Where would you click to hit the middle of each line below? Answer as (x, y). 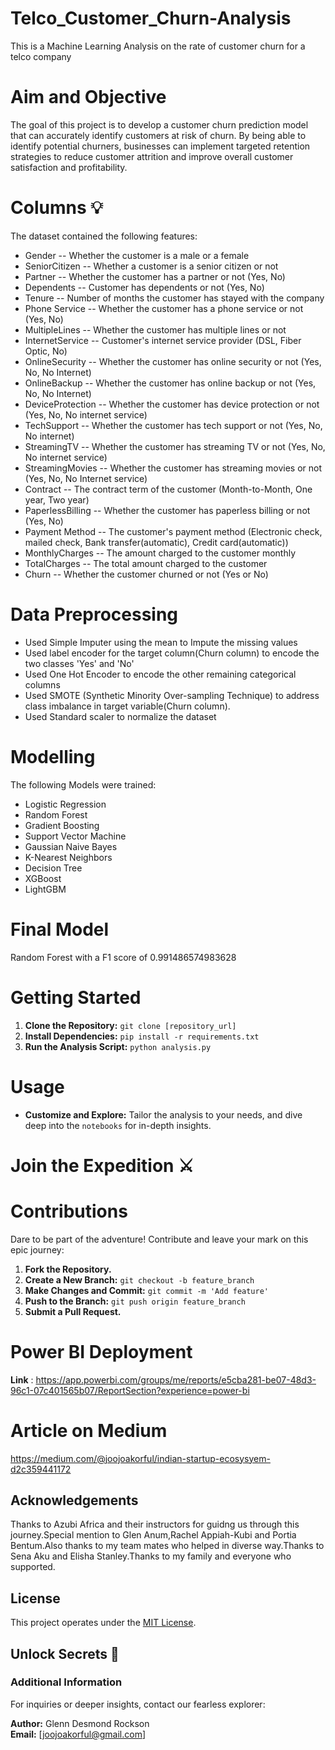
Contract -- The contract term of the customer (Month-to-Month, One (168, 489)
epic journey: (37, 1249)
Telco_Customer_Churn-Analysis (151, 18)
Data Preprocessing (94, 614)
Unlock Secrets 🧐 (65, 1653)
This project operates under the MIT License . (103, 1623)
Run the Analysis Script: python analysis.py (118, 1046)
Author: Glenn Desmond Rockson (80, 1723)
